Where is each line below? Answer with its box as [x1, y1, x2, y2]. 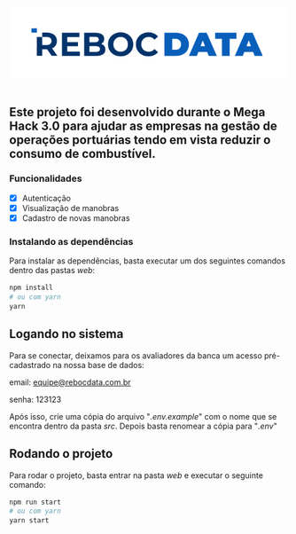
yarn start [9, 516, 50, 525]
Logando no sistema [9, 326, 124, 342]
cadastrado [9, 359, 51, 370]
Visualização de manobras [21, 202, 120, 213]
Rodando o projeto [9, 446, 113, 461]
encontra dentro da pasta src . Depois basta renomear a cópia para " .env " [9, 420, 277, 431]
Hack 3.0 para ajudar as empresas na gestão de [9, 118, 277, 133]
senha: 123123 [9, 394, 62, 404]
